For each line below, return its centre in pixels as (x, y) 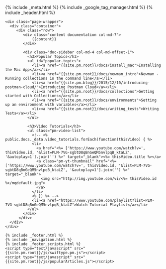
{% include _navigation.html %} (39, 240)
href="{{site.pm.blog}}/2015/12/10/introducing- (99, 83)
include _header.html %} (30, 12)
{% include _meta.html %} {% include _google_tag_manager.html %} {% (79, 7)
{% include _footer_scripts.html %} (43, 244)
